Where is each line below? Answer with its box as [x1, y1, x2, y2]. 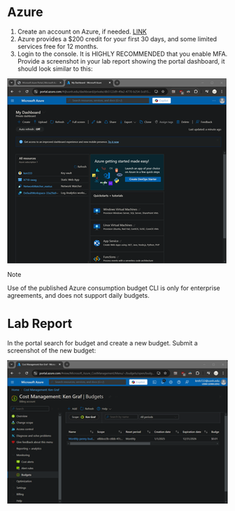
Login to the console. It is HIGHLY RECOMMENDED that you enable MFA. [17, 50, 228, 58]
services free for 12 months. [17, 42, 99, 50]
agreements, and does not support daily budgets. [7, 291, 150, 299]
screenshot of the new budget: [7, 346, 97, 354]
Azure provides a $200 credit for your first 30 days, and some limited [17, 34, 218, 43]
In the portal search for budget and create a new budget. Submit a [7, 338, 198, 347]
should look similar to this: [17, 64, 93, 73]
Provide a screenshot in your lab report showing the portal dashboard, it [17, 57, 225, 65]
